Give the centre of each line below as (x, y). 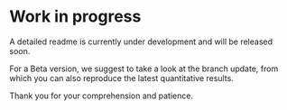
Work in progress (75, 17)
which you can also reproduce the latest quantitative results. (122, 78)
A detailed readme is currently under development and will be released (141, 41)
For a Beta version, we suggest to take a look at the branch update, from (144, 69)
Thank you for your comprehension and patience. (102, 96)
